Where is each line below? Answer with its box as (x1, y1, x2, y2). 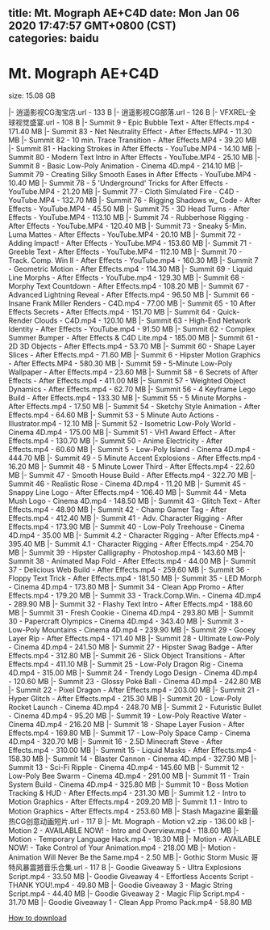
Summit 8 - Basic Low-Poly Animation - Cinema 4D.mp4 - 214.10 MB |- (8, 161, 243, 171)
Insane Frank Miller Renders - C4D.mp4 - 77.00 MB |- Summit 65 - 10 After (8, 298, 256, 308)
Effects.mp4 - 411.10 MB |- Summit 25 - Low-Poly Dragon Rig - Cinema (8, 659, 243, 670)
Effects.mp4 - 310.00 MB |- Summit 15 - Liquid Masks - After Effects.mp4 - (8, 746, 257, 755)
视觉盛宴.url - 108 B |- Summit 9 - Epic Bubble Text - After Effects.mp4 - (15, 117, 255, 128)
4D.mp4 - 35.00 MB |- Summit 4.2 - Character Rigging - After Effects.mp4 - (8, 531, 260, 540)
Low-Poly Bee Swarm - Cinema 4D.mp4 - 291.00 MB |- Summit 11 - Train (8, 771, 250, 781)
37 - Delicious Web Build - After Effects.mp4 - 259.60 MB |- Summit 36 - (8, 565, 250, 575)
